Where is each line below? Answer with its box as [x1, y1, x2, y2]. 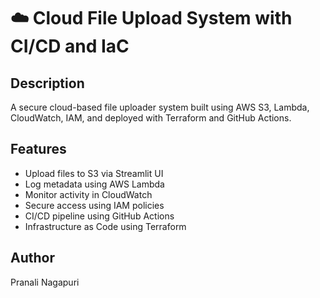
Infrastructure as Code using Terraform [24, 220, 187, 232]
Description [10, 75, 85, 92]
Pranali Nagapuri [10, 276, 80, 288]
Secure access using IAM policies [24, 199, 165, 211]
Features [10, 141, 67, 158]
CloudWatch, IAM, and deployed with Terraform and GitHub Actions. [10, 112, 292, 124]
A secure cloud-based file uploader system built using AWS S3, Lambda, [10, 101, 310, 113]
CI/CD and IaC [10, 35, 130, 58]
